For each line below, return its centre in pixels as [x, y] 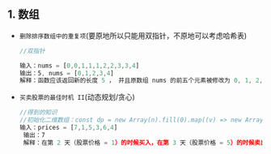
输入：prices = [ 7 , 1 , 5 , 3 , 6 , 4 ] [68, 128]
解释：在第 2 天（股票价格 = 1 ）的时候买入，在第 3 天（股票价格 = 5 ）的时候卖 [142, 143]
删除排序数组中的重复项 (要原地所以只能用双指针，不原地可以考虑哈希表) [133, 36]
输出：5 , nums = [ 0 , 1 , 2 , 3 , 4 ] [66, 73]
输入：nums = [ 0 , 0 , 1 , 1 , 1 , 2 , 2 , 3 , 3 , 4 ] [79, 66]
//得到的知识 [38, 113]
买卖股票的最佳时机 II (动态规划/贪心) [77, 97]
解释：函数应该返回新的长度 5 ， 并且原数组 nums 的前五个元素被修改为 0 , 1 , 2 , [141, 81]
